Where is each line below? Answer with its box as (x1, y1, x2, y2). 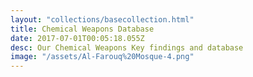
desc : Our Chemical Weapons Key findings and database (10, 42, 244, 53)
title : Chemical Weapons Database (10, 24, 155, 34)
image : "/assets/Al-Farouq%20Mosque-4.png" (10, 52, 195, 62)
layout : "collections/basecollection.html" (10, 14, 195, 25)
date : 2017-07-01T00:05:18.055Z (10, 33, 145, 43)
